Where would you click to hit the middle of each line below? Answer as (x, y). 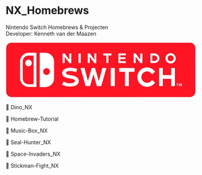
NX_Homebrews (47, 11)
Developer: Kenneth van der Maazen (51, 33)
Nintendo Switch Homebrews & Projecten (57, 27)
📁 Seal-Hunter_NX (28, 142)
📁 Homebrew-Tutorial (32, 119)
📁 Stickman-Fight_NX (32, 165)
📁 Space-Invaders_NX (33, 154)
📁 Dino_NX (19, 107)
